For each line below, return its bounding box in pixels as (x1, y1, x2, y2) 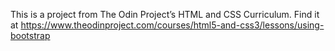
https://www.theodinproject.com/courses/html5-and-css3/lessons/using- (20, 19, 325, 31)
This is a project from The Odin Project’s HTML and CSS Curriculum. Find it (10, 9, 320, 20)
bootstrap (10, 30, 51, 41)
